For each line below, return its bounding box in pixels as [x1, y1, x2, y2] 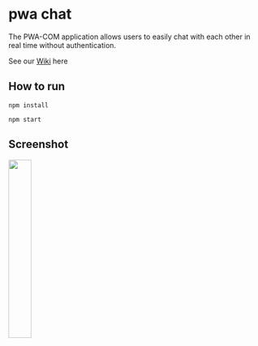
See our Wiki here [8, 56, 68, 66]
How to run [8, 80, 66, 93]
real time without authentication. [8, 40, 116, 50]
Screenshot [8, 137, 69, 151]
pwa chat [8, 5, 72, 24]
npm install [8, 101, 49, 110]
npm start [8, 115, 42, 123]
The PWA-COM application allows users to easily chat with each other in [8, 32, 251, 41]
